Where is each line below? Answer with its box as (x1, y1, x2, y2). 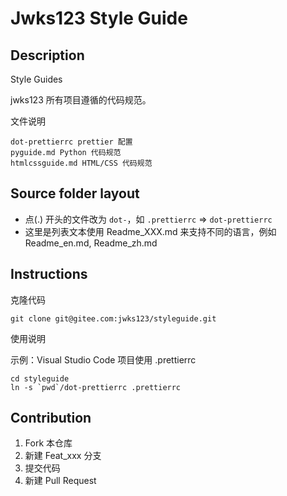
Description (10, 47, 85, 64)
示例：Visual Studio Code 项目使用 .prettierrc (10, 353, 197, 366)
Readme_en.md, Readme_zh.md (24, 237, 158, 249)
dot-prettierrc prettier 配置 (10, 137, 133, 147)
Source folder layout (10, 185, 140, 202)
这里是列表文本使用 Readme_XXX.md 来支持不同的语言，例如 (24, 225, 277, 237)
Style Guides (10, 73, 63, 85)
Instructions (10, 266, 88, 283)
